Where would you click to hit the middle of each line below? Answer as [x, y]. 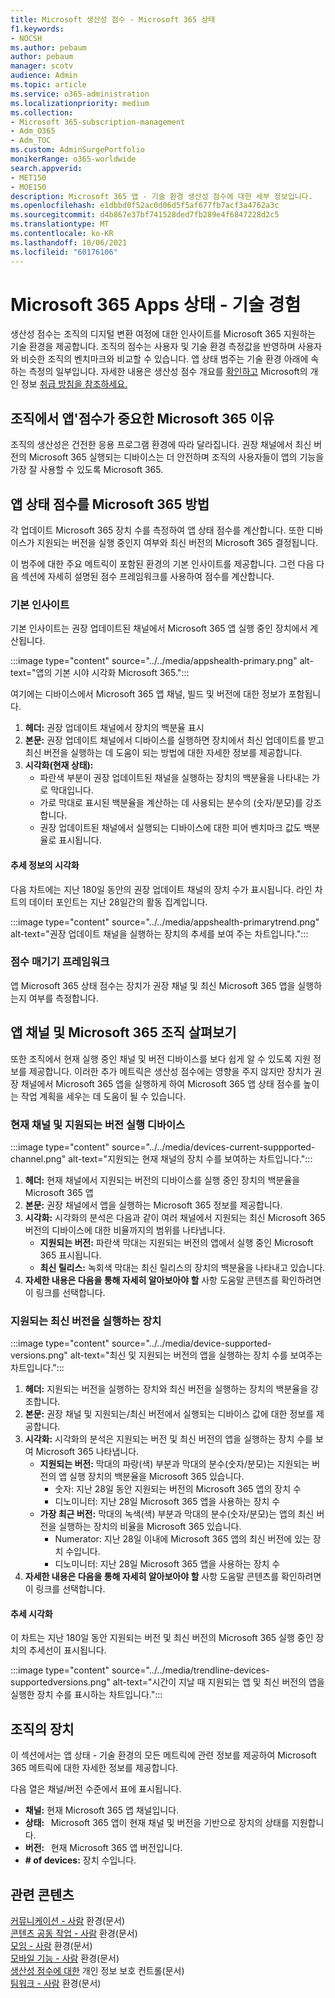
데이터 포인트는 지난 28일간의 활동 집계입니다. [118, 902]
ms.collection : [42, 112]
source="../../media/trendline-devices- [190, 1670]
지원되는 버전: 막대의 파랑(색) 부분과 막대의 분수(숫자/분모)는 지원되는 [174, 1464]
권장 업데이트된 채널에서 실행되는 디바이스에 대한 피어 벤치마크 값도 [170, 828]
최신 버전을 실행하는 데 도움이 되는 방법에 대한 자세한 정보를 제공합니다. [163, 753]
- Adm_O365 [33, 131]
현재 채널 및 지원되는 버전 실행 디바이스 [98, 1124]
